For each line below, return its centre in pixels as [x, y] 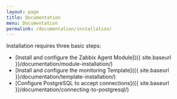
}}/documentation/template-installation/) [65, 77]
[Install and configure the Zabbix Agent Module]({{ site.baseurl [93, 57]
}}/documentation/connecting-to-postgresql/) [72, 90]
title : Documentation [34, 18]
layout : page [23, 12]
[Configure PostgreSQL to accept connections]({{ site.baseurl [92, 83]
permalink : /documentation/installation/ [59, 29]
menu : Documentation [32, 23]
